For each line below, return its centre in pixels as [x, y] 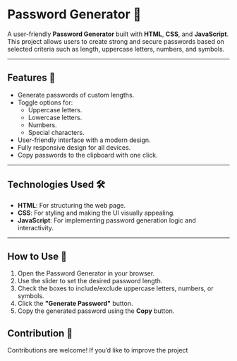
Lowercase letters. [55, 117]
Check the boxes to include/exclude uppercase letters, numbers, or [115, 288]
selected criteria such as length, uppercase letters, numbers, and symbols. [116, 49]
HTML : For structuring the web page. [71, 205]
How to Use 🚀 [37, 256]
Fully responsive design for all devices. [74, 147]
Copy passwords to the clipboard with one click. [87, 155]
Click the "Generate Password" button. [75, 304]
